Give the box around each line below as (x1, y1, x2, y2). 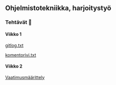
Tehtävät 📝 (5, 19, 32, 26)
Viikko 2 (5, 63, 22, 69)
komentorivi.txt (5, 52, 36, 58)
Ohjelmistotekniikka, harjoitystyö (5, 4, 111, 12)
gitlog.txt (5, 42, 24, 48)
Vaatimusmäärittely (5, 74, 45, 80)
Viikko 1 (5, 31, 21, 37)
